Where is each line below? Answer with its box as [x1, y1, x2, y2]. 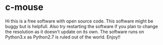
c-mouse [5, 1, 44, 13]
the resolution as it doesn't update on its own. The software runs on [5, 28, 145, 34]
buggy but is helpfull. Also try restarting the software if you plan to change [5, 23, 158, 29]
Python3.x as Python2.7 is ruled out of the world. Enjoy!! [5, 34, 121, 40]
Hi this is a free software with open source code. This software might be [5, 18, 154, 24]
